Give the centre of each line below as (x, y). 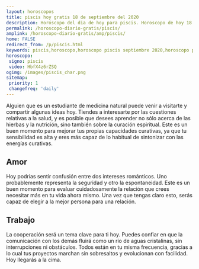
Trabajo (21, 220)
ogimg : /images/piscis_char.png (46, 72)
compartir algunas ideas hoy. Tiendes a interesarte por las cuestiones (91, 112)
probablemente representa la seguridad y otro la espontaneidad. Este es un (98, 182)
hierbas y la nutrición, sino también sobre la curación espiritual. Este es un (97, 124)
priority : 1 (23, 84)
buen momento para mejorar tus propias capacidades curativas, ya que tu (97, 130)
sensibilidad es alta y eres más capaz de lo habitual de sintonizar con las (95, 137)
